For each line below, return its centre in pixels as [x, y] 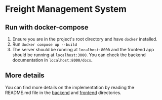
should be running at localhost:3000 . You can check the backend [79, 55]
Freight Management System [66, 9]
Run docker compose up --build [45, 44]
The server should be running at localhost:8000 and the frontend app [83, 50]
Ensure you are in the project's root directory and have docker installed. [85, 39]
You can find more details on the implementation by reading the [70, 87]
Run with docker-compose [47, 27]
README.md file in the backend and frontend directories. [63, 93]
